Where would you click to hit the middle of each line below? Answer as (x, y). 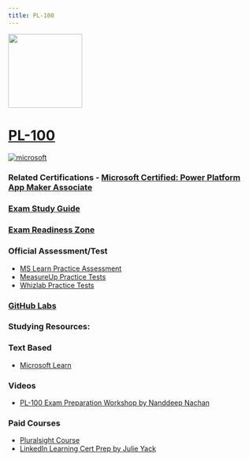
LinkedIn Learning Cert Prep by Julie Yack (87, 449)
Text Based (30, 348)
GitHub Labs (32, 305)
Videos (22, 385)
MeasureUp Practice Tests (63, 276)
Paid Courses (34, 423)
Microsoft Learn (46, 365)
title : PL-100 (32, 15)
